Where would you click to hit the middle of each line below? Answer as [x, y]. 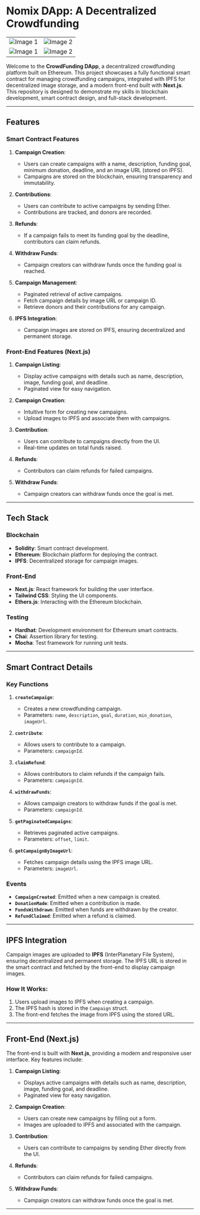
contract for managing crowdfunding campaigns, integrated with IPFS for [96, 79]
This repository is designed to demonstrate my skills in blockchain [87, 91]
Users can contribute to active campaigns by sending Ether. [97, 206]
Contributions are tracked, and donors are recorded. [88, 212]
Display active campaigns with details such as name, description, [104, 376]
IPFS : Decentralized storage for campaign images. [76, 561]
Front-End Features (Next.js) [49, 352]
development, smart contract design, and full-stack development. [87, 98]
